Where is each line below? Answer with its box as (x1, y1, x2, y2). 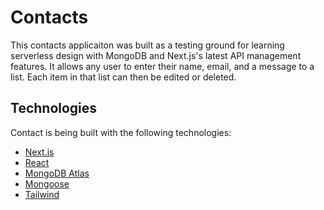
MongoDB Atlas (24, 167, 90, 179)
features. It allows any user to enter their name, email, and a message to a (10, 60, 315, 72)
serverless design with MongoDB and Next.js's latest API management (10, 49, 302, 61)
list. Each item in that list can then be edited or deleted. (10, 71, 237, 83)
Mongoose (24, 177, 70, 190)
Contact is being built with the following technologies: (10, 126, 232, 138)
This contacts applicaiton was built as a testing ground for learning (10, 39, 285, 51)
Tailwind (24, 188, 60, 200)
